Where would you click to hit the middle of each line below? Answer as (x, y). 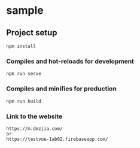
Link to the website (34, 116)
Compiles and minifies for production (61, 89)
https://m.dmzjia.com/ (34, 129)
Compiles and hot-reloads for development (70, 61)
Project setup (32, 33)
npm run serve (24, 74)
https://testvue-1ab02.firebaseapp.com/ (57, 139)
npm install (21, 46)
